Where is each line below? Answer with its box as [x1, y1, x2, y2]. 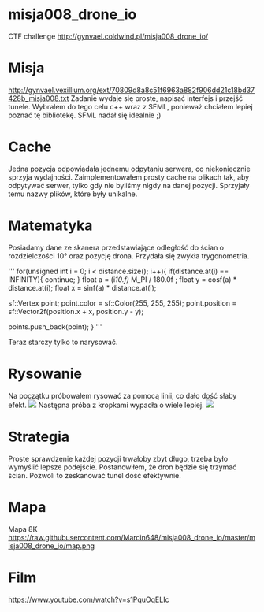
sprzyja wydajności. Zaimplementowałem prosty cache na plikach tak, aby [8, 172, 250, 182]
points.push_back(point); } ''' [8, 321, 102, 332]
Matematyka [8, 217, 93, 234]
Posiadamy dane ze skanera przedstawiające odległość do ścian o [8, 243, 225, 252]
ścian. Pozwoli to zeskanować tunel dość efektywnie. [8, 470, 181, 480]
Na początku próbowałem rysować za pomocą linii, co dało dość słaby [8, 391, 237, 400]
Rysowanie [8, 365, 83, 383]
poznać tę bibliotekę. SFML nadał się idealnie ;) [8, 110, 162, 120]
